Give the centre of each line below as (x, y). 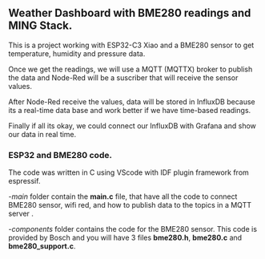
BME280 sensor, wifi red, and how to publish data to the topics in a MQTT (130, 205)
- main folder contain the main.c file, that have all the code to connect (123, 196)
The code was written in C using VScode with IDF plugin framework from (129, 172)
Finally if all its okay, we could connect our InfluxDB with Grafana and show (132, 125)
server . (21, 214)
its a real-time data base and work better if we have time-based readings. (130, 110)
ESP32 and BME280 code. (60, 155)
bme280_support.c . (42, 246)
